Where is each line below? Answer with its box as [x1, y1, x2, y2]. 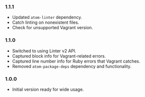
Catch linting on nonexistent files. [12, 19, 79, 25]
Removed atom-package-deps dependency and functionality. [12, 63, 132, 69]
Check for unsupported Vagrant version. [12, 25, 93, 31]
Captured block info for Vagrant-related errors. [12, 53, 106, 59]
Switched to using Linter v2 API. [12, 48, 76, 54]
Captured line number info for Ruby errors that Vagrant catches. [12, 58, 141, 64]
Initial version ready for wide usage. [12, 86, 84, 92]
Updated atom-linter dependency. [12, 15, 82, 20]
